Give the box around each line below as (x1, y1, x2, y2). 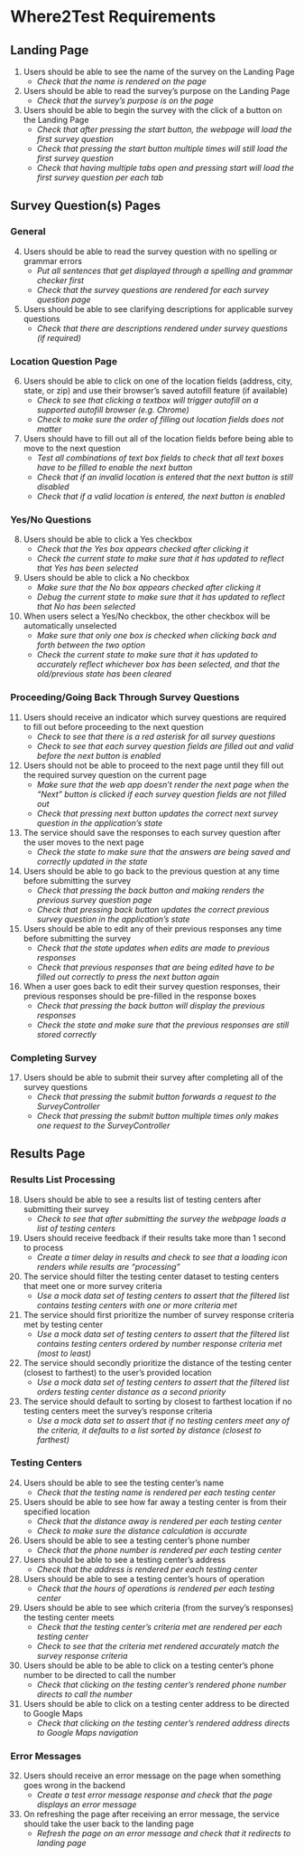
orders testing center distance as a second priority (36, 1386, 226, 1397)
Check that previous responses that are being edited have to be (36, 962, 275, 972)
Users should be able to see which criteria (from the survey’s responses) (23, 1602, 294, 1613)
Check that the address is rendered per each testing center (36, 1563, 258, 1575)
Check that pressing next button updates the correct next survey (36, 808, 279, 819)
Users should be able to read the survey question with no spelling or (23, 246, 278, 257)
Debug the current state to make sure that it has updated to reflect (36, 592, 285, 602)
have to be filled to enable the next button (36, 461, 193, 472)
